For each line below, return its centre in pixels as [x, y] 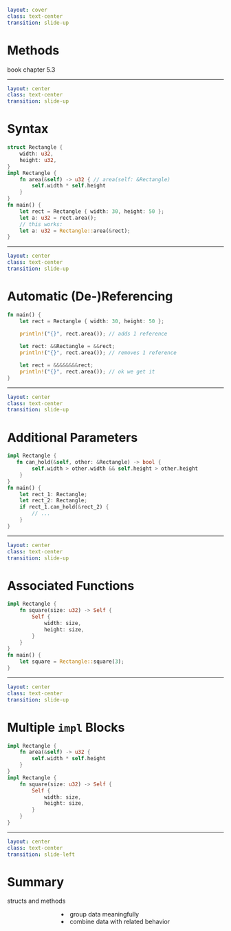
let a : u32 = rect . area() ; [58, 218]
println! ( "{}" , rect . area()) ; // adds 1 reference [93, 334]
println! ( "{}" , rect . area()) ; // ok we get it [87, 371]
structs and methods [36, 901]
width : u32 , [36, 154]
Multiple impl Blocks [66, 727]
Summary [35, 882]
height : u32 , [38, 160]
